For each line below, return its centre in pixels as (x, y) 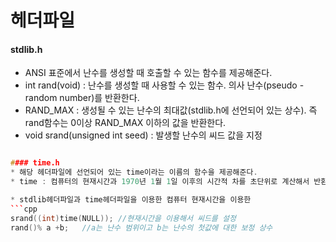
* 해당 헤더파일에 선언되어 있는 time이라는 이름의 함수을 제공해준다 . (134, 172)
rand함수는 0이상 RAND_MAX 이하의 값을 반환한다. (125, 123)
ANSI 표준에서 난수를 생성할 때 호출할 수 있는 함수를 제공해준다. (148, 73)
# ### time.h (35, 163)
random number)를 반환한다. (82, 98)
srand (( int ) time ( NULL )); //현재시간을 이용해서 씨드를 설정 (123, 218)
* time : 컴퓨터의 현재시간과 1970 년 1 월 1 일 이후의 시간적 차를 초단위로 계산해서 (160, 182)
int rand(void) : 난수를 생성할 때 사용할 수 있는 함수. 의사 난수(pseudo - (164, 85)
